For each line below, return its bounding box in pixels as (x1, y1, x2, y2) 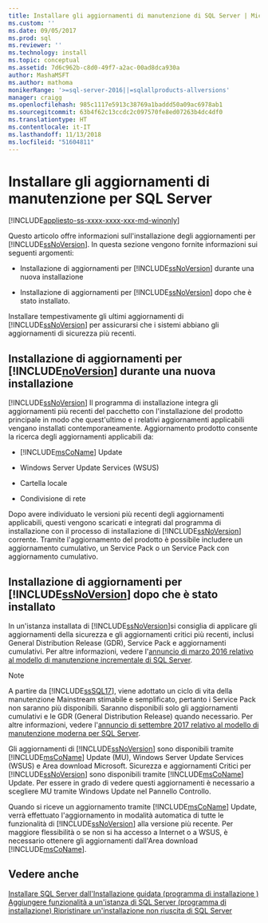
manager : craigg (8, 93, 62, 101)
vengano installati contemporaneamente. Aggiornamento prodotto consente (8, 424, 258, 433)
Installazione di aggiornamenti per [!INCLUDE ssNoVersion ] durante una (19, 264, 254, 273)
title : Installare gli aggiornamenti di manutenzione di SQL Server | (8, 11, 248, 20)
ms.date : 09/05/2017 (8, 26, 77, 34)
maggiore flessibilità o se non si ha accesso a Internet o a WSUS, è (8, 828, 229, 837)
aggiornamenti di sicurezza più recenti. (8, 328, 137, 338)
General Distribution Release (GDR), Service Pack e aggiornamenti (8, 639, 227, 648)
